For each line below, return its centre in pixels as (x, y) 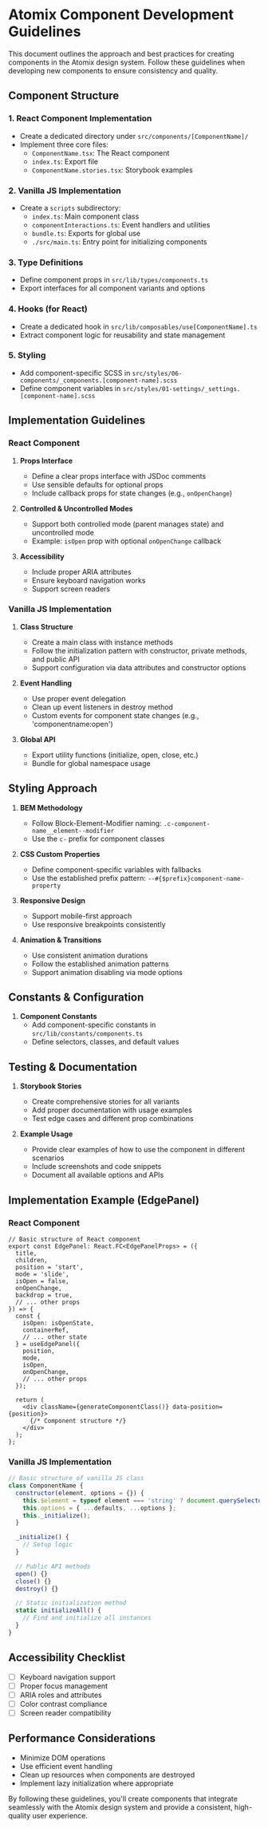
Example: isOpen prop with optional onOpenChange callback (126, 541)
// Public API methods (53, 1566)
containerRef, (46, 1330)
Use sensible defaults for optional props (97, 484)
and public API (55, 659)
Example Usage (46, 1134)
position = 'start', (49, 1267)
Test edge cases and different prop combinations (112, 1119)
